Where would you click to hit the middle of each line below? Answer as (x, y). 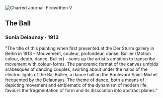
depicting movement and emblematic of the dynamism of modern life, (77, 85)
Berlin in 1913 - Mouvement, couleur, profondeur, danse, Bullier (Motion (78, 53)
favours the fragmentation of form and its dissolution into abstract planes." (81, 90)
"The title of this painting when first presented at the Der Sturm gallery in (80, 48)
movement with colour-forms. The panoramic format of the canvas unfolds (82, 64)
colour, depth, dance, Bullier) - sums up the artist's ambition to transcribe (80, 58)
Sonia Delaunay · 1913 (32, 38)
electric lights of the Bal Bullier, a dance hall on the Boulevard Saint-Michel (81, 74)
